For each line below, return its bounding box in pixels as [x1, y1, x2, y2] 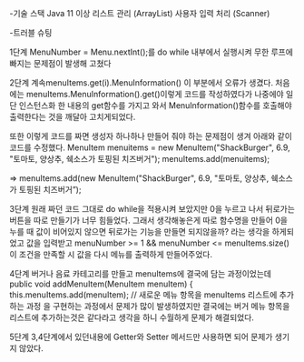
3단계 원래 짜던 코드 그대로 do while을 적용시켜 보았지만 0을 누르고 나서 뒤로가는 [9, 204, 295, 214]
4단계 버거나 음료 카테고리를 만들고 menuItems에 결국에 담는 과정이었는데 [9, 268, 272, 279]
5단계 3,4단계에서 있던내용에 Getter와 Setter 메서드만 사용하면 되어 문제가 [9, 331, 273, 342]
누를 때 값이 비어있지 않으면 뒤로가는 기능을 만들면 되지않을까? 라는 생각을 [9, 226, 270, 236]
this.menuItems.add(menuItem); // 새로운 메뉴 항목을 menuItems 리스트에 [9, 289, 278, 300]
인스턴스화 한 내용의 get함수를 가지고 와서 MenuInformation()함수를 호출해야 [18, 100, 292, 111]
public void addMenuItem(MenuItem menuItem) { [9, 278, 193, 289]
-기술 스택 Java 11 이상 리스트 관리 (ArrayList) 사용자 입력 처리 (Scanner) [9, 8, 270, 18]
